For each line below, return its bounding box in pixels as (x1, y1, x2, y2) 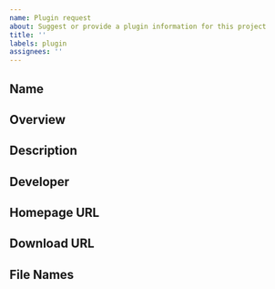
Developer (9, 174, 70, 190)
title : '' (9, 30, 47, 39)
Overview (9, 111, 66, 128)
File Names (9, 266, 75, 283)
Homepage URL (9, 205, 100, 221)
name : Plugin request (9, 13, 92, 23)
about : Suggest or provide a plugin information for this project (9, 22, 267, 31)
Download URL (9, 236, 95, 252)
